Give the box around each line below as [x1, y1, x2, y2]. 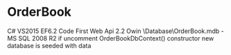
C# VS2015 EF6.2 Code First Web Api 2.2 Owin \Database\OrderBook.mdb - [7, 27, 224, 35]
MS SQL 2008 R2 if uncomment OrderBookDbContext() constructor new [7, 34, 214, 42]
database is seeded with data [7, 41, 92, 49]
